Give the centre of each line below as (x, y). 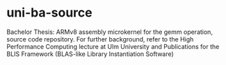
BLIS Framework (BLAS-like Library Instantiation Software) (90, 54)
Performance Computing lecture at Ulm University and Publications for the (113, 46)
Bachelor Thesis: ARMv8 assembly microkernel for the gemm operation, (110, 32)
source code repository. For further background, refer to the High (100, 39)
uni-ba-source (49, 13)
